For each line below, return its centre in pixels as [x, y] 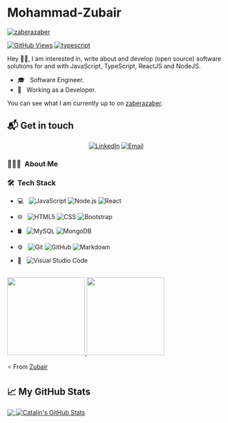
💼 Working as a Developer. [57, 90]
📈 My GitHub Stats [49, 392]
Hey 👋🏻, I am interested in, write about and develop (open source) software [114, 58]
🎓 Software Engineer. [50, 79]
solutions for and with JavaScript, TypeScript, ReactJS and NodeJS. [104, 66]
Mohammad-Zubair [65, 13]
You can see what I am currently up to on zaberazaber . [85, 103]
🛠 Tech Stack [32, 182]
